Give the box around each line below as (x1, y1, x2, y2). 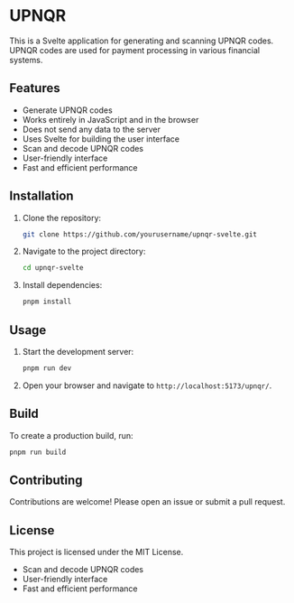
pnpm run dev (22, 364, 72, 373)
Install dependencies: (22, 280, 103, 291)
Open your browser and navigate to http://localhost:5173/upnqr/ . (22, 380, 272, 391)
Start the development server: (22, 347, 134, 357)
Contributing (9, 472, 83, 487)
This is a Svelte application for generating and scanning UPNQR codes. (9, 35, 274, 46)
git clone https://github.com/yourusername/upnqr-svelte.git (22, 229, 258, 239)
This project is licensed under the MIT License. (9, 547, 184, 558)
